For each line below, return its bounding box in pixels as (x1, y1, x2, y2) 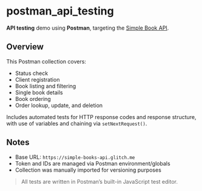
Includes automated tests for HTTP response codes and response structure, (6, 113, 197, 120)
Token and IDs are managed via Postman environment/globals (15, 160, 171, 167)
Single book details (15, 89, 63, 96)
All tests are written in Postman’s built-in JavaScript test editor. (21, 178, 178, 185)
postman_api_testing (6, 4, 114, 18)
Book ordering (15, 95, 52, 102)
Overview (6, 42, 44, 52)
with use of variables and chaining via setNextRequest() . (6, 120, 147, 127)
